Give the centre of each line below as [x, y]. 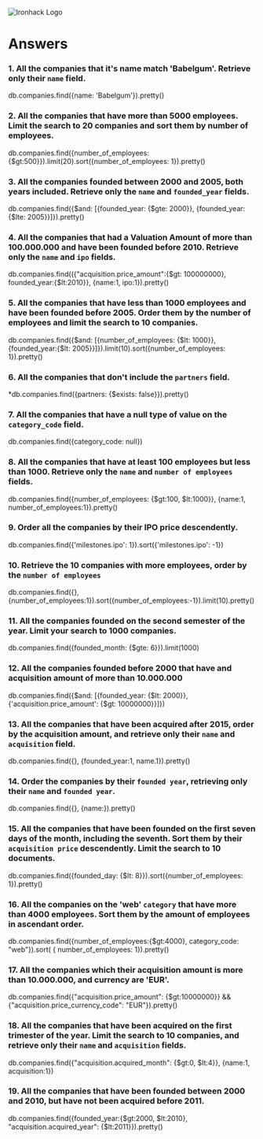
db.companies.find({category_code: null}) [75, 442]
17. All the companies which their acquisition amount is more [126, 970]
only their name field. [47, 79]
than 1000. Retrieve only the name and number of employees [121, 472]
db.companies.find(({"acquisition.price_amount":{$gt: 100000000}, [117, 274]
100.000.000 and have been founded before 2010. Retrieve [124, 247]
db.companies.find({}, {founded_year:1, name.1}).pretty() [99, 761]
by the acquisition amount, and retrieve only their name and [122, 734]
